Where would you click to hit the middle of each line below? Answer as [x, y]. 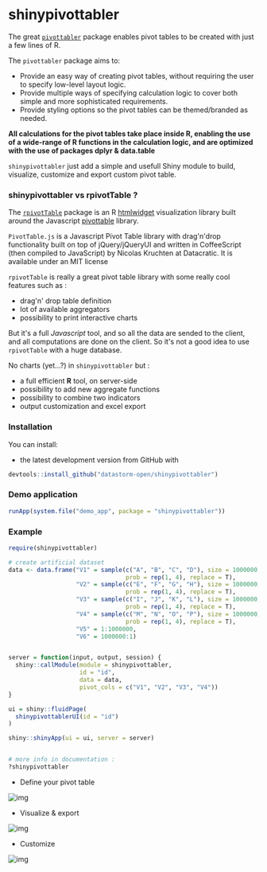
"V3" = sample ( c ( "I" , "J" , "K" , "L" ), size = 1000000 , [168, 599]
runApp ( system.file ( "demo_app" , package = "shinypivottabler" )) [117, 511]
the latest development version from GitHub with [99, 460]
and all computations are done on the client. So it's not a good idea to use [129, 342]
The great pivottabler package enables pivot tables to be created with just [131, 37]
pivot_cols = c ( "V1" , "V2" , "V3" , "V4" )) [149, 687]
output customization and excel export [83, 407]
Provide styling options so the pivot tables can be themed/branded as [134, 110]
